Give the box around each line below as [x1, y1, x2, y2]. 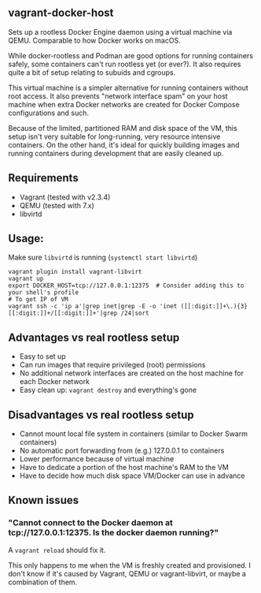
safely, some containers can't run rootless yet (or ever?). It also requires [8, 59, 241, 69]
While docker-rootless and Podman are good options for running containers [8, 50, 254, 60]
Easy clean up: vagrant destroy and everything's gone [19, 386, 197, 395]
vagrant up [8, 275, 44, 283]
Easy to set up [19, 352, 66, 361]
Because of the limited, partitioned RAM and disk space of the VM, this [8, 123, 237, 132]
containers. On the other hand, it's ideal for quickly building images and [8, 140, 240, 149]
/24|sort [120, 309, 149, 318]
